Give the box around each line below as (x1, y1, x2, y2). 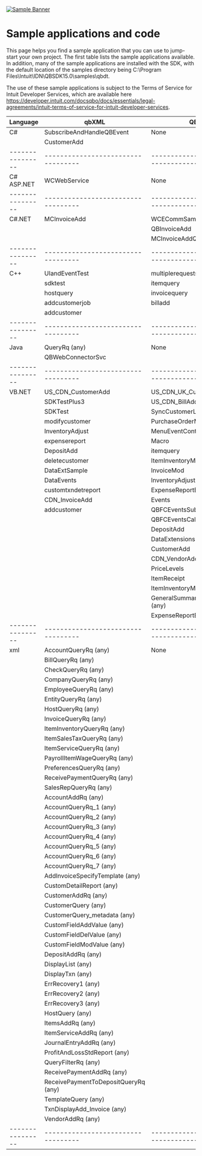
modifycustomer (44, 417, 91, 425)
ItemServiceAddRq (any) (44, 1029, 114, 1037)
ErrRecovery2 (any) (44, 989, 100, 998)
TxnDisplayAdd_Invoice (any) (44, 1105, 127, 1113)
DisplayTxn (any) (44, 969, 92, 978)
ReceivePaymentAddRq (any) (44, 1068, 127, 1076)
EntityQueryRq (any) (44, 695, 102, 703)
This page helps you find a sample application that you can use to (6, 47, 170, 54)
